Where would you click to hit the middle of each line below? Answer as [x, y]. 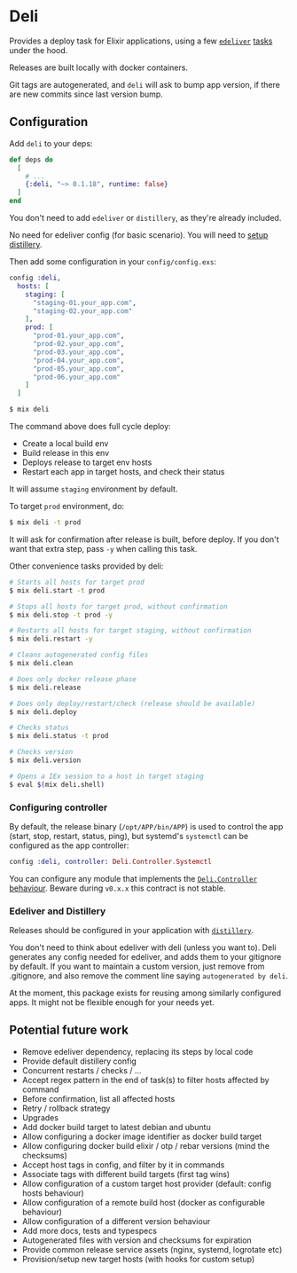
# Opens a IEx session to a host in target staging [106, 776]
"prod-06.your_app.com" [77, 377]
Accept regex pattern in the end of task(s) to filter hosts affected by [145, 1080]
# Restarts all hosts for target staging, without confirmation [130, 631]
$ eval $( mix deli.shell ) [57, 784]
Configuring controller [59, 807]
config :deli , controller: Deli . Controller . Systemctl [111, 861]
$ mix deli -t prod [45, 523]
